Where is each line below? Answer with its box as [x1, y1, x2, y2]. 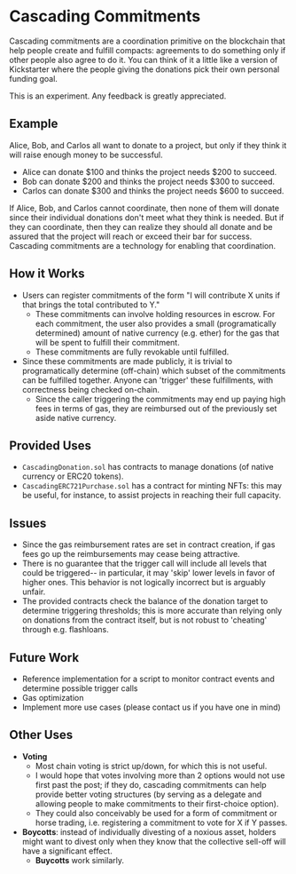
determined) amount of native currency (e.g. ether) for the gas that [35, 327, 280, 338]
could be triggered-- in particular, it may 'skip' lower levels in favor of [21, 568, 276, 578]
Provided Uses [9, 438, 91, 453]
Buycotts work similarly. [35, 854, 124, 865]
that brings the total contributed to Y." [21, 299, 160, 310]
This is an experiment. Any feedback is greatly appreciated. [9, 91, 227, 101]
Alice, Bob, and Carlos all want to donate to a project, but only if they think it [9, 139, 287, 150]
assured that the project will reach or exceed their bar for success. [9, 231, 253, 242]
